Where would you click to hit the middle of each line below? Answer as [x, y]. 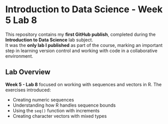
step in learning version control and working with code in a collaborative [81, 51]
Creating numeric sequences [43, 100]
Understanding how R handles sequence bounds [64, 105]
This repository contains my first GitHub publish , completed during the [81, 34]
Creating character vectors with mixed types [60, 116]
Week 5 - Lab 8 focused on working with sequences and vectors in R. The [83, 84]
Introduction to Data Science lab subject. [49, 40]
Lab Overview [28, 72]
